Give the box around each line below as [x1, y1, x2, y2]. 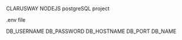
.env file [6, 16, 26, 23]
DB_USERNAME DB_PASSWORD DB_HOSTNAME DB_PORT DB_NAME [6, 28, 177, 35]
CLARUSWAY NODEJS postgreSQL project [6, 5, 110, 12]
